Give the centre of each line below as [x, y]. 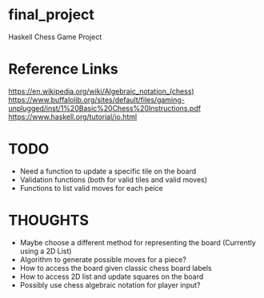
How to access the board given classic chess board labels [116, 268]
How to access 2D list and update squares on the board [112, 276]
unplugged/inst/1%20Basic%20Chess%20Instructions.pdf [105, 108]
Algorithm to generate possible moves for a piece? [103, 259]
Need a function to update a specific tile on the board [108, 171]
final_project [51, 15]
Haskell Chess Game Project [55, 37]
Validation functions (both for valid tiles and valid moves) [114, 179]
